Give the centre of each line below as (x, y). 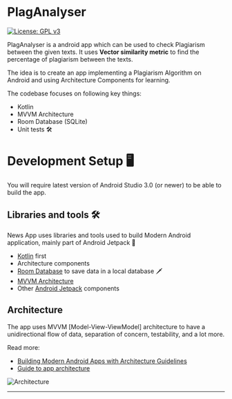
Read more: (23, 347)
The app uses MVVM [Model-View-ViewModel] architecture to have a (106, 326)
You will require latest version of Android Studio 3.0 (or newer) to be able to (115, 185)
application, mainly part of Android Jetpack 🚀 (71, 242)
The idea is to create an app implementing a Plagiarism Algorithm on (104, 73)
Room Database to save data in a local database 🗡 (90, 271)
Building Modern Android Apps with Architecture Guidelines (102, 361)
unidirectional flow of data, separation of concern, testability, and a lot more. (116, 334)
